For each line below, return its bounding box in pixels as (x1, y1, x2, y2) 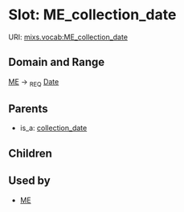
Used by (8, 174, 51, 188)
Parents (8, 102, 48, 116)
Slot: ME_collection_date (8, 6, 177, 24)
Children (8, 146, 52, 160)
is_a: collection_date (19, 123, 88, 133)
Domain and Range (8, 55, 105, 69)
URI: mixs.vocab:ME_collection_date (8, 32, 129, 42)
